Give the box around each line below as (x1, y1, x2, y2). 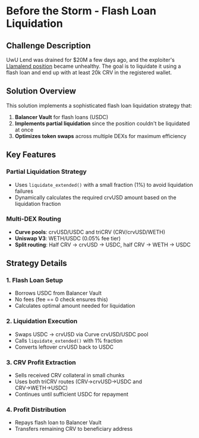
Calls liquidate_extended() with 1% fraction (14, 337, 123, 344)
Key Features (6, 150, 56, 160)
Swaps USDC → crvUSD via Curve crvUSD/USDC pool (14, 330, 149, 337)
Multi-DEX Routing (6, 215, 61, 223)
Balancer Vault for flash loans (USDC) (14, 113, 109, 120)
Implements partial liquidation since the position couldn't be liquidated (14, 120, 190, 127)
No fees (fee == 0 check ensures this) (14, 296, 108, 303)
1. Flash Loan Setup (6, 276, 64, 284)
